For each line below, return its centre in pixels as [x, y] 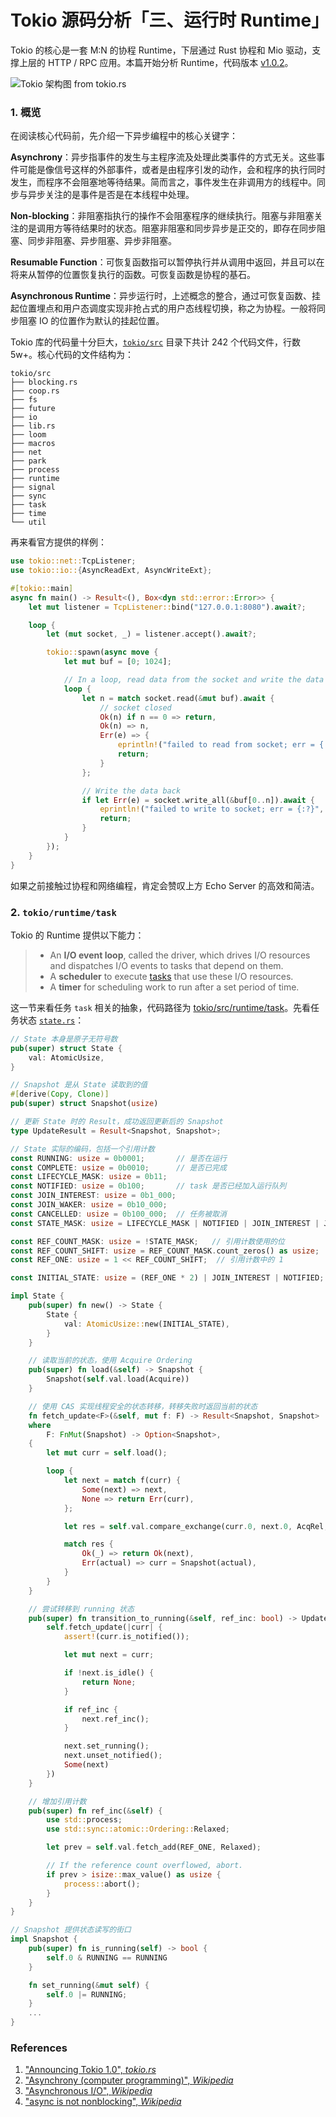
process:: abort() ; [102, 1884]
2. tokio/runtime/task [63, 912]
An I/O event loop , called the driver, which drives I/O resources [180, 955]
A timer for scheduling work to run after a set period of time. [174, 987]
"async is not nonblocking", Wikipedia [103, 2102]
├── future [33, 409]
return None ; [109, 1682]
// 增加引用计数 [57, 1801]
